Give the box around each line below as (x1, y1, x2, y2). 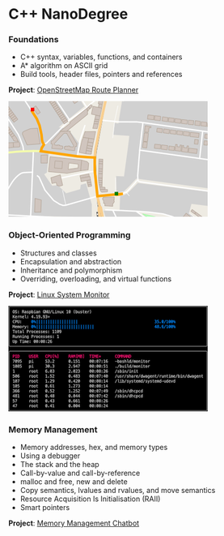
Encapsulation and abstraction (19, 256, 122, 266)
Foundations (8, 34, 59, 45)
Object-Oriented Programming (8, 229, 131, 241)
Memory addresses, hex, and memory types (19, 443, 168, 452)
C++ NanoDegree (8, 5, 129, 24)
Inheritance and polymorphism (19, 265, 123, 275)
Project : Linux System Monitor (8, 289, 110, 299)
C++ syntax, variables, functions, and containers (19, 52, 183, 62)
